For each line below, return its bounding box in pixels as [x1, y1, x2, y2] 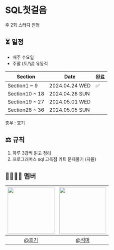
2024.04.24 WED [49, 82, 91, 89]
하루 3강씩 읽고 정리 [12, 150, 51, 156]
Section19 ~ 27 [7, 98, 45, 105]
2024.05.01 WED [49, 98, 91, 105]
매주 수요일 [12, 54, 34, 60]
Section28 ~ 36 [7, 106, 45, 113]
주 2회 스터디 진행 [5, 22, 40, 28]
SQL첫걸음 [5, 4, 47, 16]
